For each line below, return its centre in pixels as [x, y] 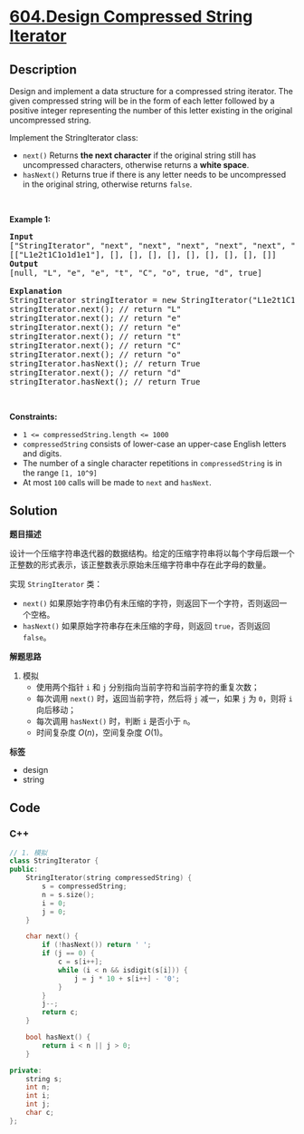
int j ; [38, 1104]
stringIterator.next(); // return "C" [95, 345]
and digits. [42, 454]
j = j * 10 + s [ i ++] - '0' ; [127, 978]
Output [24, 264]
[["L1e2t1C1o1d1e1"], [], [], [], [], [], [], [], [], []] [143, 254]
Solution [33, 511]
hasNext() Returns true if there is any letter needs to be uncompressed [154, 175]
